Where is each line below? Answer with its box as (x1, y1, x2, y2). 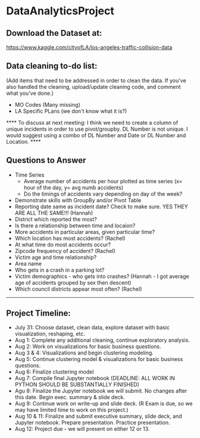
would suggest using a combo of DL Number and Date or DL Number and (6, 131, 186, 138)
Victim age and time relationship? (14, 254, 97, 261)
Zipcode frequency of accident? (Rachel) (14, 247, 116, 254)
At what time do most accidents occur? (14, 240, 111, 248)
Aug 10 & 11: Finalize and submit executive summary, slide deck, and (14, 413, 183, 420)
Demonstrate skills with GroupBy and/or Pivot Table (14, 196, 142, 203)
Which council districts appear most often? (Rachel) (14, 285, 142, 292)
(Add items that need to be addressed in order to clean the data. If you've (6, 76, 186, 84)
